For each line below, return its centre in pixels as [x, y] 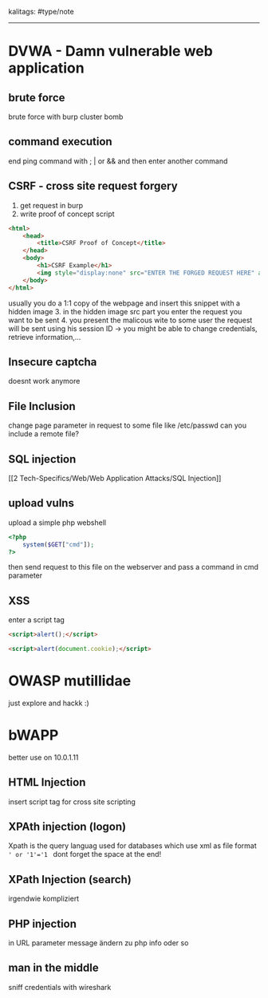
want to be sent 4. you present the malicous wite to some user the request [130, 320]
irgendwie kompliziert [44, 899]
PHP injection [43, 923]
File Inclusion [42, 406]
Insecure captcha [53, 362]
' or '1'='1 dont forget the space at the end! [85, 854]
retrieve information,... [45, 337]
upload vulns [41, 503]
